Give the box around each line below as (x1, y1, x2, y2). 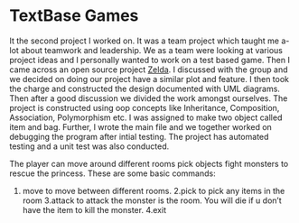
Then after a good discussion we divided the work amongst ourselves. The (9, 92, 288, 104)
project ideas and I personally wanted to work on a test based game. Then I (9, 54, 291, 65)
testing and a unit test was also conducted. (9, 141, 170, 152)
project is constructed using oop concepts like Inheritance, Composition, (9, 102, 280, 113)
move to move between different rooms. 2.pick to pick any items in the (22, 185, 285, 196)
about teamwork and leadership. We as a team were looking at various (21, 44, 283, 55)
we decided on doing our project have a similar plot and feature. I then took (9, 73, 290, 84)
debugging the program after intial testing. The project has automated (9, 131, 269, 142)
